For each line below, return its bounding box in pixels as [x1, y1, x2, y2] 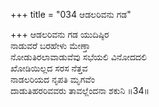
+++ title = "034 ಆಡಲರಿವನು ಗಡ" [10, 9, 132, 20]
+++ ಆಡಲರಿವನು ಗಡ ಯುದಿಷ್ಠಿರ [10, 29, 110, 40]
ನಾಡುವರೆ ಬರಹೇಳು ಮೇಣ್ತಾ [10, 40, 91, 51]
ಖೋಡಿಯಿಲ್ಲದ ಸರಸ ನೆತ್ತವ [10, 62, 88, 74]
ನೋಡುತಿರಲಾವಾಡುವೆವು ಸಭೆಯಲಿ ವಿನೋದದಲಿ [10, 51, 148, 63]
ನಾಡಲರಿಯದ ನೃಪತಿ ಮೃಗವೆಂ [10, 74, 96, 85]
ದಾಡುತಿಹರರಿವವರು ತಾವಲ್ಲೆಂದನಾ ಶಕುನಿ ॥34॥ [10, 85, 150, 96]
